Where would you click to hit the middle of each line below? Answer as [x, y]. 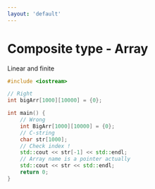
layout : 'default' [34, 14]
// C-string [37, 133]
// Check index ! [45, 146]
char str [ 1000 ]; [44, 139]
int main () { [26, 114]
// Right [20, 94]
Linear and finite [31, 68]
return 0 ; [35, 172]
